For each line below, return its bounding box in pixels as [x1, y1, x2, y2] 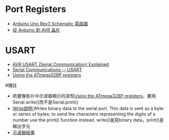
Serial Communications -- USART [12, 66, 82, 72]
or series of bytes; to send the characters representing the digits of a [12, 111, 156, 117]
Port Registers [5, 3, 66, 15]
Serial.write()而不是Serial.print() [12, 99, 78, 105]
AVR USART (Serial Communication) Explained [12, 61, 109, 67]
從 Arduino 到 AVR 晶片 [12, 26, 60, 33]
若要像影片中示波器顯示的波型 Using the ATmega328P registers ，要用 [12, 92, 156, 98]
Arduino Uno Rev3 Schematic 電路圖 [12, 20, 88, 26]
